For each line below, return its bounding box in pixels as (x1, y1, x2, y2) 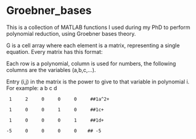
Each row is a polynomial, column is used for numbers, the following (6, 60, 177, 67)
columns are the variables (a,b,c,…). (6, 66, 96, 73)
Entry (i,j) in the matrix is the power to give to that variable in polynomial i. (6, 78, 189, 85)
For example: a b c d (6, 84, 57, 91)
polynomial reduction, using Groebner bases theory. (6, 30, 136, 37)
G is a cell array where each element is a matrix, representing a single (6, 42, 180, 49)
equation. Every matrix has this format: (6, 48, 103, 55)
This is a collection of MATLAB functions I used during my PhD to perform (6, 24, 191, 31)
